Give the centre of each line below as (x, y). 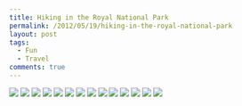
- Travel (33, 59)
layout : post (33, 34)
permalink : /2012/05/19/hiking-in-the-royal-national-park (121, 26)
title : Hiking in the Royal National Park (89, 17)
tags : (19, 42)
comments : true (37, 68)
